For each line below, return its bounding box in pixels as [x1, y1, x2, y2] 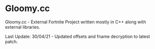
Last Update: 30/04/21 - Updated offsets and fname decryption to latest [5, 33, 150, 39]
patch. [5, 38, 18, 44]
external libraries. [5, 24, 41, 30]
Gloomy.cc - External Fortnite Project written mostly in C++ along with [5, 19, 146, 25]
